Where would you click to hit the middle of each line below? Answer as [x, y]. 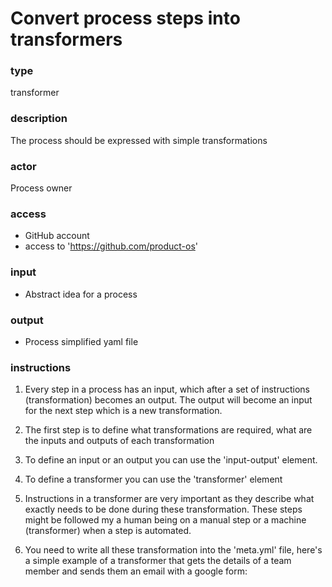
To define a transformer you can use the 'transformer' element [153, 479]
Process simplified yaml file [81, 341]
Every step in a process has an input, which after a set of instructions [167, 389]
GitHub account [57, 236]
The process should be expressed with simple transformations [139, 140]
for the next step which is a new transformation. [123, 411]
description [39, 119]
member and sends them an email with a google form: [136, 571]
